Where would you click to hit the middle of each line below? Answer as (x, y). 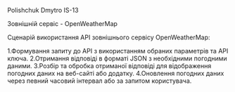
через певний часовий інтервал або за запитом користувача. (100, 81)
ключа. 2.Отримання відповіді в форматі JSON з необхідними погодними (117, 58)
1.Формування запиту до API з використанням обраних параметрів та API (118, 51)
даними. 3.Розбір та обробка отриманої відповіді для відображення (109, 66)
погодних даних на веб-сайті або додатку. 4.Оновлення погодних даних (116, 73)
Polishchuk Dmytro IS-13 (43, 10)
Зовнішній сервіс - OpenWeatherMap (63, 24)
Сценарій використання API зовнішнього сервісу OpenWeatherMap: (109, 37)
